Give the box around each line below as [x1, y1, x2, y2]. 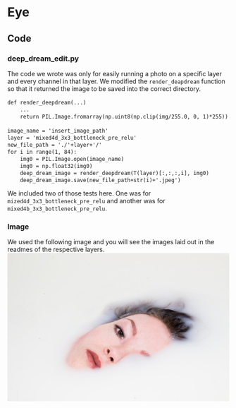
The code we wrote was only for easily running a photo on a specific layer [7, 69, 222, 78]
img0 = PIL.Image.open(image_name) [20, 155, 125, 162]
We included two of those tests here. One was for [7, 188, 151, 198]
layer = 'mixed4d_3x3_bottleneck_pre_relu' [7, 134, 137, 141]
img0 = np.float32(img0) [20, 162, 93, 169]
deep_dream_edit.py [7, 54, 80, 64]
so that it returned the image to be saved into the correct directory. [7, 84, 201, 92]
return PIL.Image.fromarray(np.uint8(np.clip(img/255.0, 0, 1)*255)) [20, 113, 229, 120]
